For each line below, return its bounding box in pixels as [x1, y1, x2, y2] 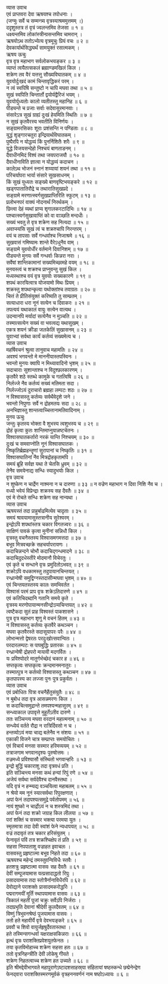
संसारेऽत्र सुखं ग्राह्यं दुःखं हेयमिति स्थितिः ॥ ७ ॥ [6, 112, 92, 118]
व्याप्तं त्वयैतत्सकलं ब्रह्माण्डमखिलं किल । [6, 64, 81, 71]
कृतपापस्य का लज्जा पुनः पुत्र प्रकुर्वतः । [6, 675, 78, 682]
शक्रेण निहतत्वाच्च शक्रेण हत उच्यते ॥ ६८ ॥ [6, 957, 89, 964]
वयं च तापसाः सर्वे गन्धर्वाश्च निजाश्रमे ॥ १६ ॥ [6, 232, 90, 239]
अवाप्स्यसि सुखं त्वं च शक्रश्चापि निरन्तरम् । [6, 226, 87, 232]
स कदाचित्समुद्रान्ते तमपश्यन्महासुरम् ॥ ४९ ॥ [6, 702, 89, 709]
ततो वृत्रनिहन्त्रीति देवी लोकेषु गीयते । [6, 951, 74, 957]
